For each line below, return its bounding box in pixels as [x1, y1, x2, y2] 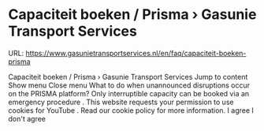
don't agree [8, 114, 46, 123]
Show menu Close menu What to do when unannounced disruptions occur [8, 80, 251, 90]
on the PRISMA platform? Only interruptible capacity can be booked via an [8, 88, 250, 98]
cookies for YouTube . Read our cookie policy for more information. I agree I [8, 105, 255, 115]
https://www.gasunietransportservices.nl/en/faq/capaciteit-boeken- [25, 48, 247, 58]
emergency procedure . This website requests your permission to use [8, 97, 234, 107]
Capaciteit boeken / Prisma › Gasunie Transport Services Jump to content [8, 72, 248, 81]
